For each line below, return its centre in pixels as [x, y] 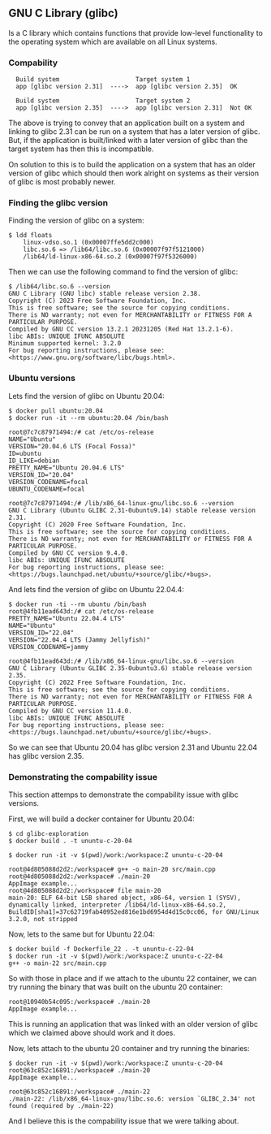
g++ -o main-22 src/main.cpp [58, 963]
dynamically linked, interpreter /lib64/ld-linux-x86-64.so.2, [118, 905]
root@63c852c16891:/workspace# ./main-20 [80, 1071]
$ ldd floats [30, 236]
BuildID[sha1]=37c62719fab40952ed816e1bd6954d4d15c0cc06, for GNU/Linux [134, 912]
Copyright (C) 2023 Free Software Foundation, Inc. [97, 301]
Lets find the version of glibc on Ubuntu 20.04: [86, 396]
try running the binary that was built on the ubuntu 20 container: [116, 987]
